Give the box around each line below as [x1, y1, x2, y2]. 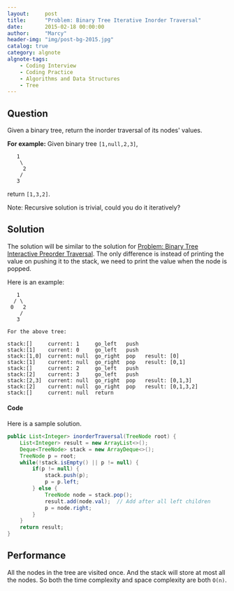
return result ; [20, 524, 64, 531]
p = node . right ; [44, 504, 92, 511]
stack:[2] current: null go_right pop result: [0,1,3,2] [7, 383, 198, 390]
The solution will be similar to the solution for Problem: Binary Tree [7, 242, 199, 250]
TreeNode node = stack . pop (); [44, 491, 133, 498]
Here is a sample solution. [7, 420, 82, 428]
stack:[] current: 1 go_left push [7, 340, 139, 347]
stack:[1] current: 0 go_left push [7, 346, 139, 353]
